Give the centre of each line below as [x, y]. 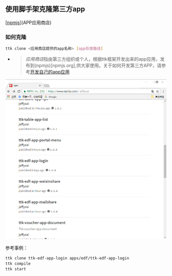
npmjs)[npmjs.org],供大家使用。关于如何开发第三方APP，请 [99, 65]
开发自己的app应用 [50, 72]
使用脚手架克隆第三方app [45, 9]
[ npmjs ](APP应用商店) [28, 23]
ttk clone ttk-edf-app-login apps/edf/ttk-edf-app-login [67, 258]
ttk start [16, 269]
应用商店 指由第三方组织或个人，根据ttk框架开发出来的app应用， [93, 59]
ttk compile [18, 263]
